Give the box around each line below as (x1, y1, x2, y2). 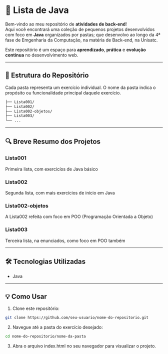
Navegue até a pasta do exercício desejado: (12, 324, 103, 330)
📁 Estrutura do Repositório (5, 71, 89, 79)
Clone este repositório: (12, 305, 60, 311)
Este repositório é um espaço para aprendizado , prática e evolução (5, 46, 146, 52)
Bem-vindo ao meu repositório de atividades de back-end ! (5, 21, 127, 27)
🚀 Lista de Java (5, 4, 69, 16)
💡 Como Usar (5, 292, 47, 300)
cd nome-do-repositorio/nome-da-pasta (5, 334, 86, 339)
